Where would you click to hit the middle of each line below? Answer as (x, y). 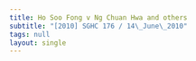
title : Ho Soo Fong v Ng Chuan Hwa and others (98, 17)
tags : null (30, 34)
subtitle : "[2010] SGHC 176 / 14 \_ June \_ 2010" (98, 26)
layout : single (38, 43)
